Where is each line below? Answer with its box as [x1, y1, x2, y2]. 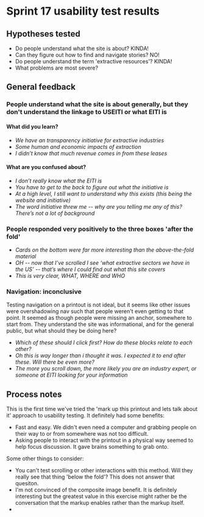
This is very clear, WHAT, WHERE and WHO [15, 272, 125, 280]
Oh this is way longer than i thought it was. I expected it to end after [15, 352, 186, 360]
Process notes [6, 389, 62, 399]
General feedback [6, 82, 76, 92]
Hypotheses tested [6, 29, 80, 39]
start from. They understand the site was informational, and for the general [6, 320, 194, 328]
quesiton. [15, 480, 39, 487]
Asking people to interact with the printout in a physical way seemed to [15, 436, 194, 444]
